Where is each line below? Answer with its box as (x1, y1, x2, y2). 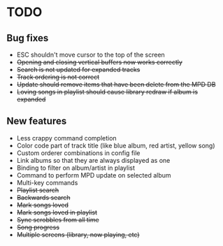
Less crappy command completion (16, 133, 117, 142)
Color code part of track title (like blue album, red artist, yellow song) (16, 141, 215, 150)
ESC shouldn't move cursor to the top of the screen (16, 50, 165, 59)
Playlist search (16, 186, 59, 194)
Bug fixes (6, 32, 49, 44)
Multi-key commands (16, 178, 78, 187)
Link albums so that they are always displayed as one (16, 156, 171, 164)
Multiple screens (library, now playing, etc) (16, 230, 141, 238)
